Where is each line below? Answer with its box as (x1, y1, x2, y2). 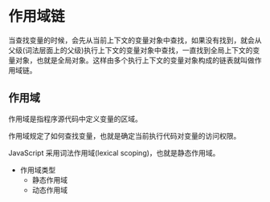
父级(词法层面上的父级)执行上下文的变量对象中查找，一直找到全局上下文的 (8, 45, 253, 55)
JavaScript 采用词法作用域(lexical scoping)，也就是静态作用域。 (8, 147, 220, 157)
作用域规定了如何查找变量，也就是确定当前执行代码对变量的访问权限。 (8, 131, 241, 140)
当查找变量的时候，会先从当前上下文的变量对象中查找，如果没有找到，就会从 (8, 35, 262, 45)
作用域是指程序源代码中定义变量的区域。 (8, 114, 142, 123)
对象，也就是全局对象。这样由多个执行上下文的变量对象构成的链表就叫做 (14, 55, 255, 65)
